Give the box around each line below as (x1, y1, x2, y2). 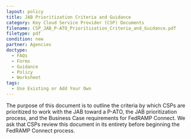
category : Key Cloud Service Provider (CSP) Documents (6, 20, 145, 25)
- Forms (11, 58, 31, 64)
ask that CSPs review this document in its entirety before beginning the (6, 121, 180, 128)
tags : (6, 80, 20, 86)
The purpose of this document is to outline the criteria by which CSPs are (6, 102, 186, 109)
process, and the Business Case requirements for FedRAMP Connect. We (6, 114, 186, 121)
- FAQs (11, 53, 28, 59)
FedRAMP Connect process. (6, 127, 75, 134)
